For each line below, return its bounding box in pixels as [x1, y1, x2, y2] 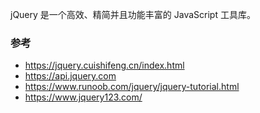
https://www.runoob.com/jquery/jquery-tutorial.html [24, 81, 240, 93]
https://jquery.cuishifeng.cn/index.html [24, 59, 185, 72]
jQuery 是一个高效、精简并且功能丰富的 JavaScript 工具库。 [10, 9, 256, 20]
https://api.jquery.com [24, 70, 117, 82]
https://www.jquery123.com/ [24, 91, 143, 103]
